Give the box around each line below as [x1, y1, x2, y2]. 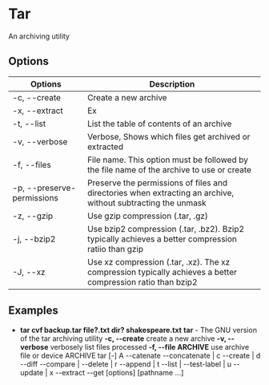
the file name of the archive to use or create [86, 164, 252, 175]
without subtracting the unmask [86, 197, 207, 209]
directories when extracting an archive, [86, 187, 235, 198]
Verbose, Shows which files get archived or [86, 131, 251, 142]
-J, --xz [12, 266, 46, 278]
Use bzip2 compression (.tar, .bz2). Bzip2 [86, 223, 245, 234]
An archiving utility [8, 31, 70, 41]
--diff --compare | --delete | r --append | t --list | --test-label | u [19, 359, 232, 369]
